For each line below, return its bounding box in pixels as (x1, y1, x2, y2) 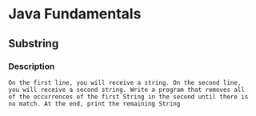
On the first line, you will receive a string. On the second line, (8, 78, 242, 86)
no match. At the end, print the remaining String (8, 99, 181, 108)
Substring (8, 37, 59, 50)
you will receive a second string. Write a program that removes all (8, 86, 246, 94)
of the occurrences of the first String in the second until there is (8, 93, 249, 101)
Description (8, 61, 55, 72)
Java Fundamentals (8, 5, 142, 23)
